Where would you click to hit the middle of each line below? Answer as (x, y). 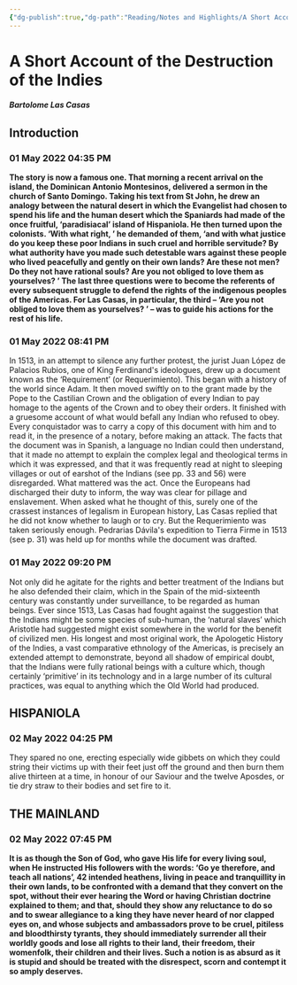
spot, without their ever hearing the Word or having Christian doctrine (140, 896)
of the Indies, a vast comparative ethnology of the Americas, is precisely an (147, 648)
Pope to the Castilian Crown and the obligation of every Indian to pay (134, 399)
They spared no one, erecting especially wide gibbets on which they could (145, 757)
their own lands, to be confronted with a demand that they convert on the (146, 887)
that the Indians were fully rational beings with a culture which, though (137, 666)
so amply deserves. (46, 972)
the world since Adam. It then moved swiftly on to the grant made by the (141, 389)
